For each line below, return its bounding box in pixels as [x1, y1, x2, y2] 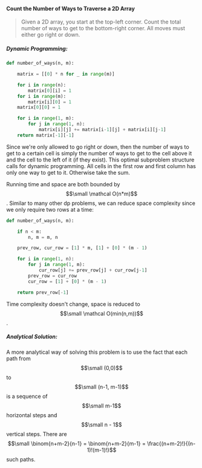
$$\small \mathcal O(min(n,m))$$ [59, 310, 144, 317]
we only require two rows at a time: [6, 206, 94, 213]
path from [6, 354, 31, 362]
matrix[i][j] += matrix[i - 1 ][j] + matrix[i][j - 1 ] [38, 127, 166, 133]
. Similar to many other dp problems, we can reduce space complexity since [6, 200, 195, 207]
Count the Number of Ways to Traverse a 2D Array [6, 5, 135, 12]
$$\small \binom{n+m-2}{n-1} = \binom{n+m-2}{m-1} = [7, 440, 146, 447]
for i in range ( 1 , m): [17, 115, 74, 122]
